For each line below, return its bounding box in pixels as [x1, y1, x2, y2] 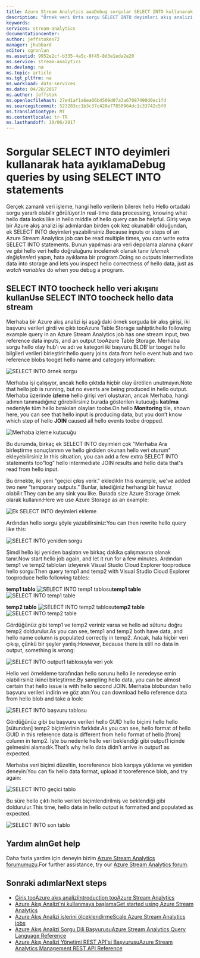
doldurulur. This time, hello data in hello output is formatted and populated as [6, 803, 193, 811]
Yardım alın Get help [6, 839, 80, 849]
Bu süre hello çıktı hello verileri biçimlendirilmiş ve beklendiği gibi [6, 797, 165, 804]
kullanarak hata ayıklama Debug [6, 158, 165, 172]
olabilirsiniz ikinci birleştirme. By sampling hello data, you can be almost [6, 676, 181, 683]
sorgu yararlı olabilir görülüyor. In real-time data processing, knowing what [6, 209, 187, 216]
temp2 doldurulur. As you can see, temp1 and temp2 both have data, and [6, 627, 183, 635]
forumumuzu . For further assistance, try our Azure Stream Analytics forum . [6, 861, 189, 868]
